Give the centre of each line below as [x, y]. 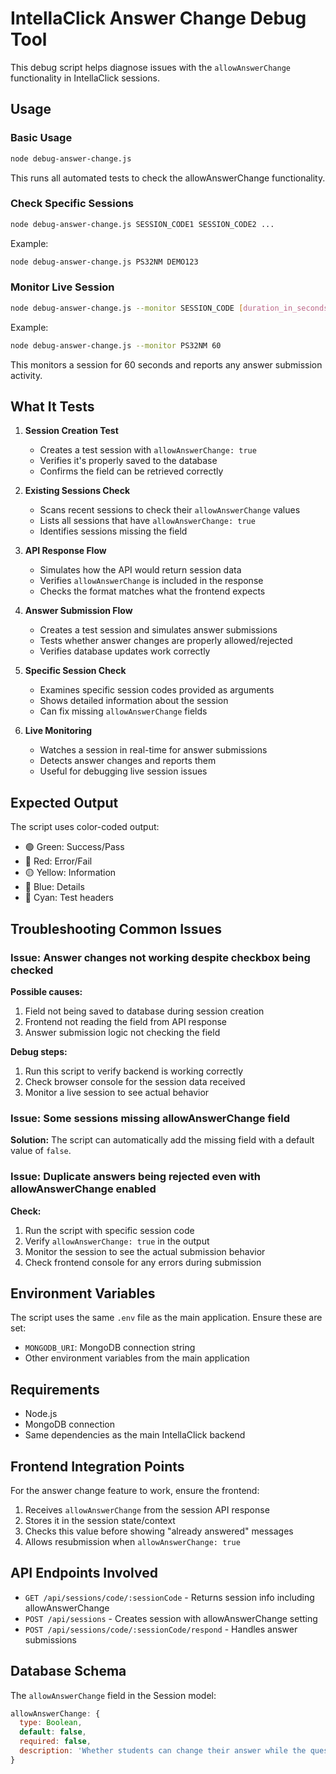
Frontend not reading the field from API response [125, 1021]
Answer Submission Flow [78, 611]
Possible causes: [46, 991]
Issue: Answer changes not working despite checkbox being [160, 957]
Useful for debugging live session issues [123, 771]
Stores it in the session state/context [100, 1520]
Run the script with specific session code [109, 1230]
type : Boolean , [51, 1723]
